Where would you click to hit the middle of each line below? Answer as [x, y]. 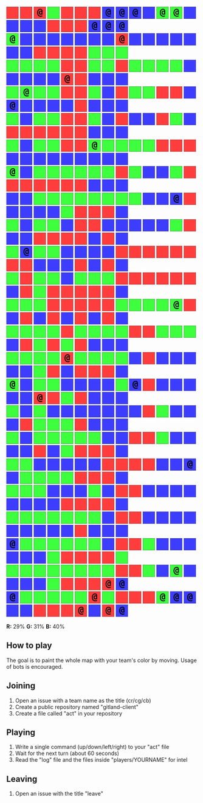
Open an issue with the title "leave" [59, 794]
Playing [21, 733]
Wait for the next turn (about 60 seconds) [67, 753]
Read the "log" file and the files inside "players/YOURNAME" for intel [101, 760]
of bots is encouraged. [35, 666]
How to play [29, 645]
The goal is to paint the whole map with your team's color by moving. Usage [102, 660]
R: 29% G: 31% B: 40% [36, 627]
